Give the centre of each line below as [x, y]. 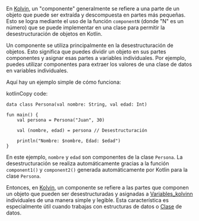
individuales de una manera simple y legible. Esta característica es [88, 200]
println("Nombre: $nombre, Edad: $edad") [69, 141]
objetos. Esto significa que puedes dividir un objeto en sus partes [86, 52]
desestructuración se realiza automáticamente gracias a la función [88, 163]
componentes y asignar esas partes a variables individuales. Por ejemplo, [96, 58]
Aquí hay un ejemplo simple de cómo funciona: [64, 82]
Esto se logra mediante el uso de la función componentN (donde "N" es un [95, 21]
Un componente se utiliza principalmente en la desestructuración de [90, 45]
